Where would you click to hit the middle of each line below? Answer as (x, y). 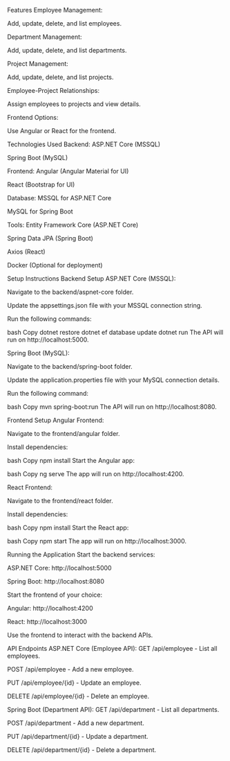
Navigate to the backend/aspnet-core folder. (70, 292)
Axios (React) (27, 252)
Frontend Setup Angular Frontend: (56, 420)
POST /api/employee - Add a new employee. (70, 669)
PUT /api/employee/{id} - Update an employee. (74, 683)
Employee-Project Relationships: (54, 90)
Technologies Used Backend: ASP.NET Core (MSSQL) (84, 144)
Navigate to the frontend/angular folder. (64, 434)
